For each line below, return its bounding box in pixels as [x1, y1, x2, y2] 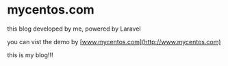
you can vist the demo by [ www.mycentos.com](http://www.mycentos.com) [7, 37, 221, 46]
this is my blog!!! [7, 50, 53, 59]
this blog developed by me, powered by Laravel [7, 24, 141, 33]
